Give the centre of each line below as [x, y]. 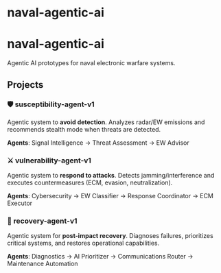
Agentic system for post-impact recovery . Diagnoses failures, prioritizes [110, 236]
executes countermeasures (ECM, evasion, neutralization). [90, 182]
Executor [20, 203]
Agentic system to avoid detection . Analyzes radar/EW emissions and [106, 122]
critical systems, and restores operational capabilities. [83, 243]
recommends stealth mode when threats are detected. [84, 129]
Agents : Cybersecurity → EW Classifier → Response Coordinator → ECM [110, 196]
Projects [25, 85]
